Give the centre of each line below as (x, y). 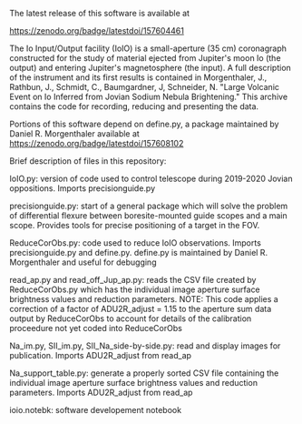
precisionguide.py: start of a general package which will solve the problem (149, 206)
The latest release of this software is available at (100, 13)
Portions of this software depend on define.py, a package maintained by (144, 124)
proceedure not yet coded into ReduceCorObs (96, 328)
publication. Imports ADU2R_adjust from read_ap (101, 355)
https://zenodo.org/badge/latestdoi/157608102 (97, 143)
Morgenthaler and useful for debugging (83, 262)
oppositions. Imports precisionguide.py (83, 188)
